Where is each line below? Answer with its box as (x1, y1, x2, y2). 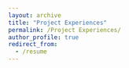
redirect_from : (8, 41, 58, 48)
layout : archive (8, 11, 61, 20)
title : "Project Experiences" (8, 19, 108, 27)
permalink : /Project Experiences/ (8, 26, 122, 34)
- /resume (15, 48, 47, 55)
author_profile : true (8, 33, 79, 41)
